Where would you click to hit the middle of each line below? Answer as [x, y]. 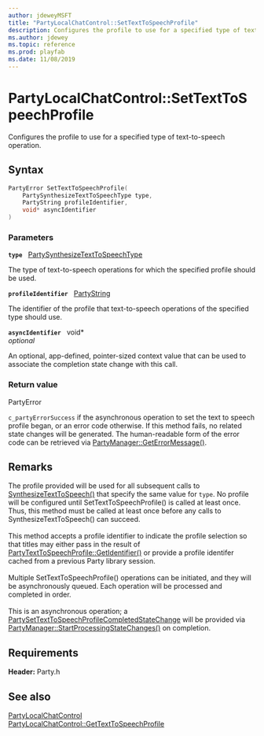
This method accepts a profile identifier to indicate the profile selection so [128, 536]
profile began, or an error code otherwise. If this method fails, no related [125, 425]
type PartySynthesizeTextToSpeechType [75, 255]
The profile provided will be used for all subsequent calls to [104, 486]
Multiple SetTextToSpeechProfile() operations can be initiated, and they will [130, 578]
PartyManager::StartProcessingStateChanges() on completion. [110, 628]
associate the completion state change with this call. [93, 364]
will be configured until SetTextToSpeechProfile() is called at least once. [125, 503]
